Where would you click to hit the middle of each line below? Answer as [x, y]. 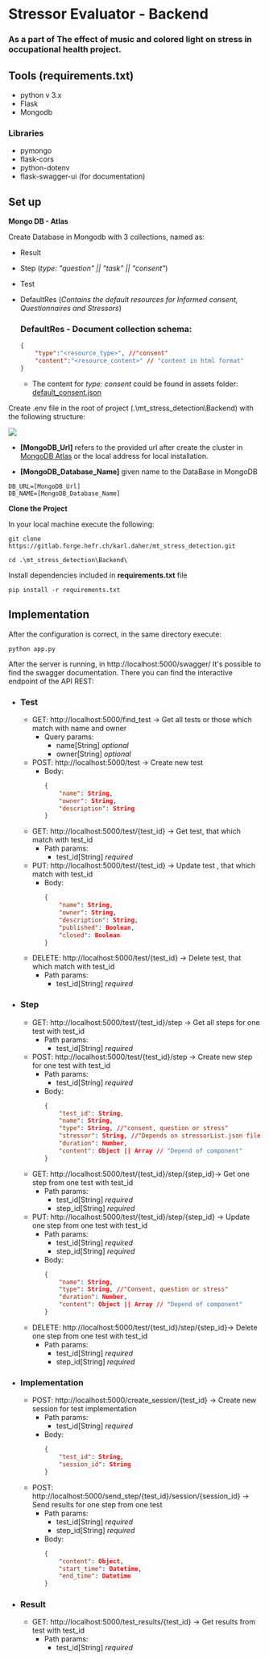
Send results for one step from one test [97, 1504]
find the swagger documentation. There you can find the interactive [121, 672]
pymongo [36, 151]
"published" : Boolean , [97, 927]
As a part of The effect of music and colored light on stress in [130, 40]
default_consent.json [67, 392]
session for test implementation [84, 1409]
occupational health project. [65, 49]
